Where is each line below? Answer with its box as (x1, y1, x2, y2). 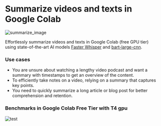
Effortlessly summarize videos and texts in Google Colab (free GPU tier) (5, 39, 149, 44)
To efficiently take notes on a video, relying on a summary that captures (12, 77, 157, 83)
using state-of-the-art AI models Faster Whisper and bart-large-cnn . (5, 44, 143, 50)
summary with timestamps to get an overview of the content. (12, 72, 134, 78)
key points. (12, 83, 35, 88)
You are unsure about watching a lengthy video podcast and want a (12, 67, 148, 73)
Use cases (5, 56, 31, 63)
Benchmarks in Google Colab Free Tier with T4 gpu (5, 105, 128, 112)
